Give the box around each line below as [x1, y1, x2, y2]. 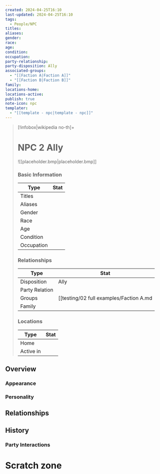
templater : [5, 106, 28, 111]
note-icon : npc [5, 101, 37, 106]
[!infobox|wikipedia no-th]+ [17, 124, 74, 130]
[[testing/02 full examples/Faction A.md [58, 295, 152, 302]
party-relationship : [5, 59, 49, 64]
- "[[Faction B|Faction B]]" [10, 78, 71, 83]
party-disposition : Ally [5, 63, 57, 69]
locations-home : [5, 87, 39, 92]
